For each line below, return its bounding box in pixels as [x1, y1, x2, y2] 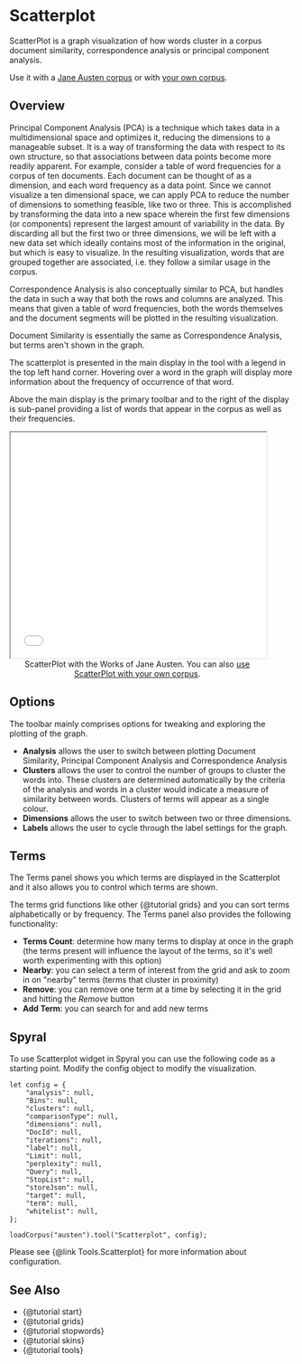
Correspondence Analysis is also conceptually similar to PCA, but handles [9, 284, 284, 294]
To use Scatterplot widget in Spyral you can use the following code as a [9, 1053, 276, 1064]
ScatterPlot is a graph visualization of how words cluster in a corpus [9, 35, 262, 46]
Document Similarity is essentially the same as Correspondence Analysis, [9, 330, 282, 341]
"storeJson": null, [25, 1183, 99, 1192]
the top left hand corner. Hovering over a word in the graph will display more [9, 367, 293, 378]
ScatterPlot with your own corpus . [73, 668, 201, 678]
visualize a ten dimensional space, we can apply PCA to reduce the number [9, 189, 290, 200]
